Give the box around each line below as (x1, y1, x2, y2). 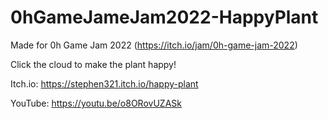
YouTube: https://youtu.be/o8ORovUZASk (10, 97, 182, 109)
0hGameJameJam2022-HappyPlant (10, 6, 319, 29)
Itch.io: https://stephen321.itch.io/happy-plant (10, 77, 199, 90)
